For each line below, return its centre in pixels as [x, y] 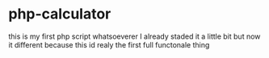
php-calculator [60, 14]
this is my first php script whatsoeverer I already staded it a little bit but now [134, 36]
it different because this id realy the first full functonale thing [109, 44]
